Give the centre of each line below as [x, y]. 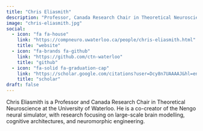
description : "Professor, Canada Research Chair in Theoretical [89, 18]
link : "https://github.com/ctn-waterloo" [70, 57]
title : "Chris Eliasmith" [39, 12]
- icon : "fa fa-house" [40, 34]
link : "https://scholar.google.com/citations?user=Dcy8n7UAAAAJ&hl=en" [109, 74]
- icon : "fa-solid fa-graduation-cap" [61, 68]
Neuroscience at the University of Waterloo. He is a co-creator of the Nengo [101, 108]
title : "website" [39, 46]
